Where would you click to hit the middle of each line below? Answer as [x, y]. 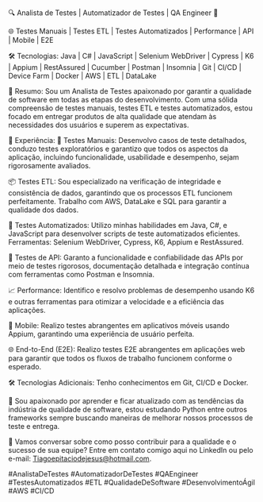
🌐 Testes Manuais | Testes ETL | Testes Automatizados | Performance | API [131, 31]
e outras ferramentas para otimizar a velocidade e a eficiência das [116, 301]
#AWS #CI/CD [31, 491]
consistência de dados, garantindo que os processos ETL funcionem [120, 193]
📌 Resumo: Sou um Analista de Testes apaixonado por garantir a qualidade [130, 91]
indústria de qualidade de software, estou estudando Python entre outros [128, 409]
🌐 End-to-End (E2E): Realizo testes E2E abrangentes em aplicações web [127, 349]
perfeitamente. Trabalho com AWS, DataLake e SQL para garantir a [118, 201]
